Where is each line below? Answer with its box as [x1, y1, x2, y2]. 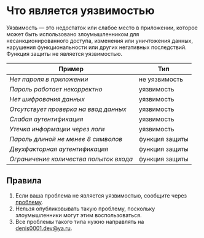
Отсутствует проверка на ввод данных [9, 105, 127, 113]
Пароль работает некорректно [9, 85, 103, 93]
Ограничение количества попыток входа [9, 155, 133, 163]
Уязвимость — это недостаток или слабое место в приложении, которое [6, 24, 198, 31]
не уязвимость [138, 75, 183, 83]
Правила [6, 175, 42, 186]
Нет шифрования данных [9, 94, 85, 103]
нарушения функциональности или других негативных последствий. [6, 44, 187, 51]
